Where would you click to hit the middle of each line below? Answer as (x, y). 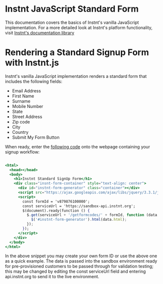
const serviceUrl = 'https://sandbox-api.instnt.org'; (79, 206)
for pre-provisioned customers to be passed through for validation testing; (79, 266)
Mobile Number (28, 106)
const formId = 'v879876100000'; (56, 201)
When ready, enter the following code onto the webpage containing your (78, 146)
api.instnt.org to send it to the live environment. (52, 277)
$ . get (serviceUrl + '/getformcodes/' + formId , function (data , (93, 215)
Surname (21, 101)
